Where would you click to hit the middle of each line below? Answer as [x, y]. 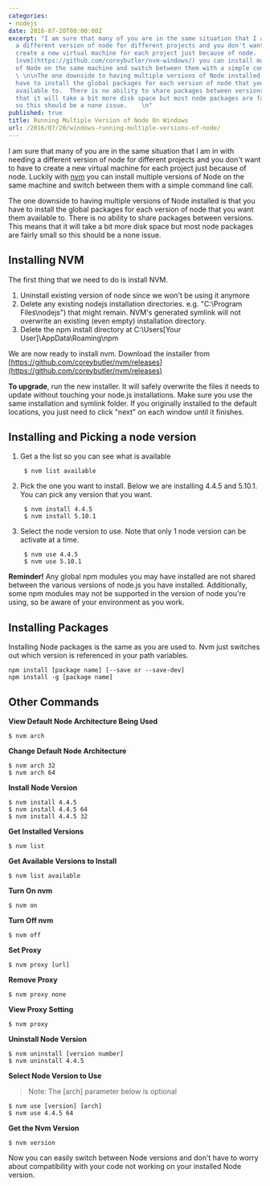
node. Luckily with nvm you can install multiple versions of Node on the [127, 176]
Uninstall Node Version [47, 1039]
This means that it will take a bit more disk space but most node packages [131, 226]
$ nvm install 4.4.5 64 [48, 809]
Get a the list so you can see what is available [95, 456]
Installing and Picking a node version [102, 437]
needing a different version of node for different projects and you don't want [135, 159]
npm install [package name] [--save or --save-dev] [96, 670]
